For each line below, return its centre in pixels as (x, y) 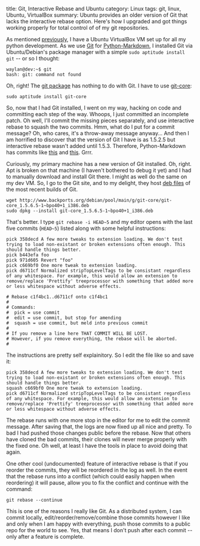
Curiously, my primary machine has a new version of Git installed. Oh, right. (99, 164)
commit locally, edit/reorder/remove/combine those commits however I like (98, 518)
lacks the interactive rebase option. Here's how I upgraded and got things (97, 21)
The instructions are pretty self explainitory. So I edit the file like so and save (100, 355)
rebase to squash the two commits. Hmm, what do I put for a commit (90, 127)
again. (14, 452)
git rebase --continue (34, 500)
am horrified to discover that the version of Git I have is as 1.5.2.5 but (91, 139)
